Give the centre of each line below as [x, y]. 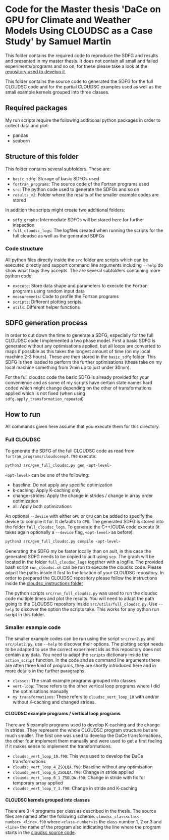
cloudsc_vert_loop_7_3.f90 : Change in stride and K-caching [75, 788]
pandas [20, 135]
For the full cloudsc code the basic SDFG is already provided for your [77, 377]
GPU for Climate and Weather [68, 20]
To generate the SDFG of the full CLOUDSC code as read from [70, 451]
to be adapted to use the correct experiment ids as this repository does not [83, 649]
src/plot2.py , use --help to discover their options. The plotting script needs [84, 644]
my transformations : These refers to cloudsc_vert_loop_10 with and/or [86, 697]
